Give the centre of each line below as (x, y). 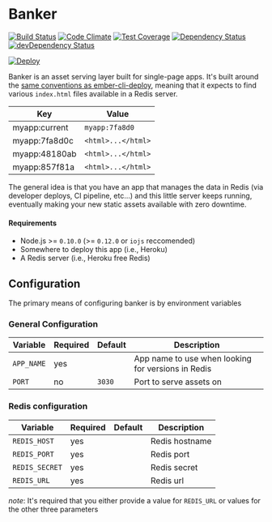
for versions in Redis (173, 369)
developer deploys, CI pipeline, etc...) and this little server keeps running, (130, 195)
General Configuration (53, 323)
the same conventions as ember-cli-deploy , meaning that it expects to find (133, 85)
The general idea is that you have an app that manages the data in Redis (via (136, 186)
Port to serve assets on (178, 382)
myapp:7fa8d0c (43, 140)
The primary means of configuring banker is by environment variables (125, 303)
